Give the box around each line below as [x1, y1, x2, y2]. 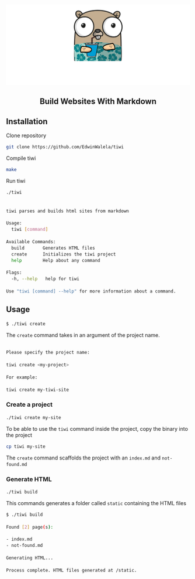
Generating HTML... [6, 555, 54, 561]
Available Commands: [6, 239, 57, 244]
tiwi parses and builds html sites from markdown [6, 208, 130, 214]
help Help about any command [11, 257, 100, 263]
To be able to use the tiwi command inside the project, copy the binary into [6, 425, 189, 432]
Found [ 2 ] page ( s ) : [6, 524, 54, 530]
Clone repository [6, 132, 47, 139]
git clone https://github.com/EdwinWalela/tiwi [6, 144, 124, 150]
